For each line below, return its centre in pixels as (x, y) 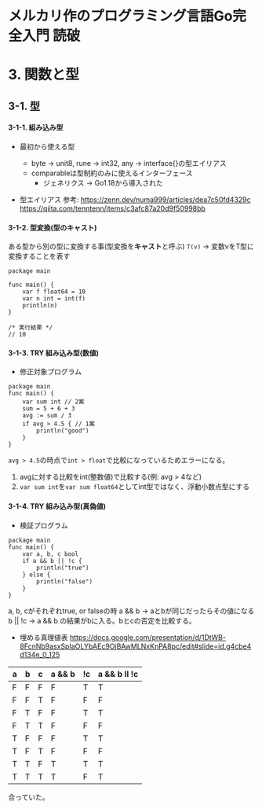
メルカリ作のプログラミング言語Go (120, 16)
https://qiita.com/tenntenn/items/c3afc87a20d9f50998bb (113, 208)
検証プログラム (44, 525)
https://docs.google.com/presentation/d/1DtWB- (147, 637)
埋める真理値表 (44, 637)
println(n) (40, 306)
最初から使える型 (47, 146)
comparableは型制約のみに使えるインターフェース (112, 173)
